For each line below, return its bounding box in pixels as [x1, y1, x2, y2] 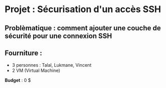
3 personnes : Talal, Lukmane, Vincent [12, 62, 92, 68]
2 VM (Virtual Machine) [12, 67, 60, 74]
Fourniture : [5, 49, 42, 57]
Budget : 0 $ [5, 77, 31, 83]
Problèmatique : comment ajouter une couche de [5, 24, 161, 32]
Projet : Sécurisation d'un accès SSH [5, 4, 161, 15]
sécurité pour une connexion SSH [5, 31, 112, 40]
